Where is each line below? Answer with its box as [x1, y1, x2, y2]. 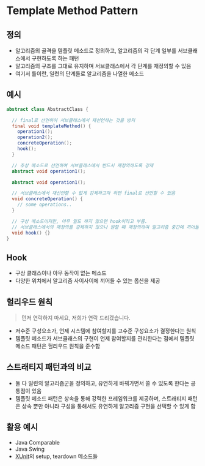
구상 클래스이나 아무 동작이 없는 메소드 [15, 269, 107, 277]
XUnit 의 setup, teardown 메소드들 [15, 453, 98, 460]
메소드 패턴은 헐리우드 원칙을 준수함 [15, 342, 101, 350]
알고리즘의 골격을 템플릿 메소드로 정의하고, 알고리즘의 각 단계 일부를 [15, 47, 177, 54]
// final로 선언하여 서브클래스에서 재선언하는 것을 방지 [12, 117, 135, 123]
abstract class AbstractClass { [6, 106, 88, 112]
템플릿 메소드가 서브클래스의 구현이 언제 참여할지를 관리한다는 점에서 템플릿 [15, 335, 195, 342]
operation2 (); [17, 134, 53, 141]
